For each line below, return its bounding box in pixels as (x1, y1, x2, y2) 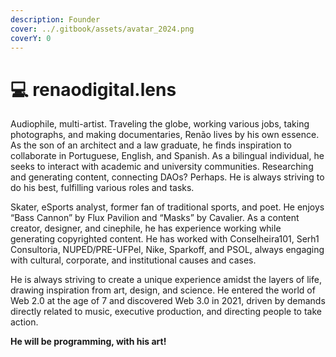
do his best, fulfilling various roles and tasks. (10, 182, 195, 194)
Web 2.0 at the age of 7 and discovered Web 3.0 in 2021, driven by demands (10, 295, 326, 307)
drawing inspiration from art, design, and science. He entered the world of (10, 284, 316, 296)
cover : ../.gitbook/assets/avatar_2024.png (10, 24, 195, 34)
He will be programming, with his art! (10, 336, 167, 348)
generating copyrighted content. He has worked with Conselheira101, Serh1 (10, 233, 320, 245)
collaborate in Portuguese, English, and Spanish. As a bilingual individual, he (10, 150, 325, 162)
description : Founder (10, 14, 101, 25)
